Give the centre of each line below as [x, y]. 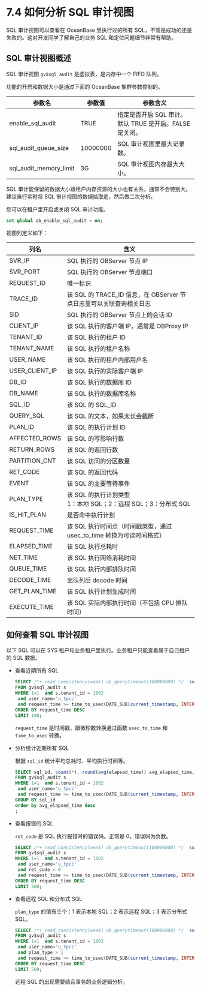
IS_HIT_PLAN [28, 515]
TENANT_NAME [32, 348]
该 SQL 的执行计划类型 [98, 494]
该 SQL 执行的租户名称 [98, 349]
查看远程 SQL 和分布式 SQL [48, 899]
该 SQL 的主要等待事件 [98, 484]
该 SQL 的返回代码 [92, 472]
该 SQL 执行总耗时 [92, 546]
